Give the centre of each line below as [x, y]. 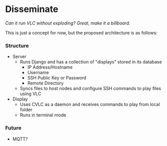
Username [38, 72]
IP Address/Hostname [50, 67]
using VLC [30, 94]
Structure [17, 45]
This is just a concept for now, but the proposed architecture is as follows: [81, 32]
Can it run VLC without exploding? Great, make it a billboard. [68, 23]
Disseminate [32, 9]
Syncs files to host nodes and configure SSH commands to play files [90, 88]
